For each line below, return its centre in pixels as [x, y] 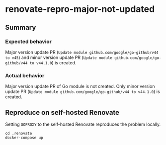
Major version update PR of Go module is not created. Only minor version [80, 86]
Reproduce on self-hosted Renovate [62, 112]
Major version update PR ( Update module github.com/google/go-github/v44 [82, 52]
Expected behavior [29, 42]
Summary [21, 27]
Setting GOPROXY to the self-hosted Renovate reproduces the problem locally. [83, 124]
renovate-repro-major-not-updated [80, 9]
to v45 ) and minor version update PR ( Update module [59, 57]
